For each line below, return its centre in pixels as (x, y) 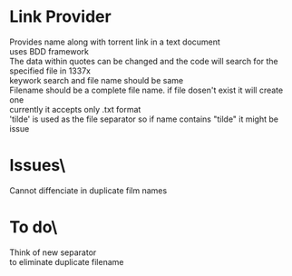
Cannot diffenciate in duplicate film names (88, 190)
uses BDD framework (49, 51)
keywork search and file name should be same (97, 80)
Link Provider (60, 17)
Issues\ (38, 166)
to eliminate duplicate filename (67, 261)
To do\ (34, 227)
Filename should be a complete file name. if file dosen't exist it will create (146, 90)
